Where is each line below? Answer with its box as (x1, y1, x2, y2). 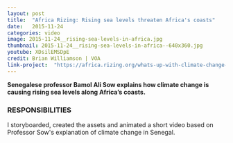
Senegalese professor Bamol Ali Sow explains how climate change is (7, 80, 209, 88)
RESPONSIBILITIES (7, 105, 71, 115)
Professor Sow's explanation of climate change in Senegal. (7, 128, 175, 136)
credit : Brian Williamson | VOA (7, 55, 101, 62)
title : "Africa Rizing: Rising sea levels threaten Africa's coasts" (7, 17, 216, 23)
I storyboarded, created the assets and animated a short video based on (7, 120, 214, 128)
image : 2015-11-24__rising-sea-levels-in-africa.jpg (7, 36, 163, 43)
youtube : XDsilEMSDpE (7, 49, 70, 56)
